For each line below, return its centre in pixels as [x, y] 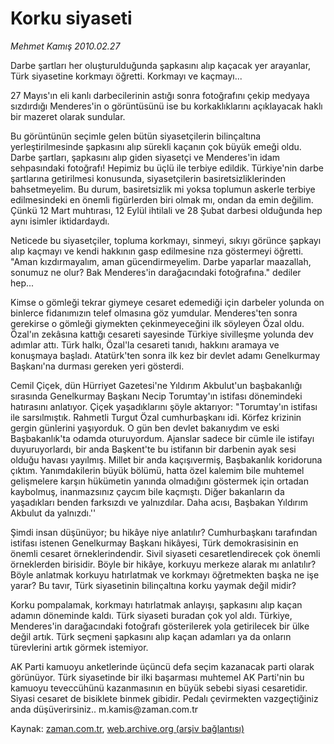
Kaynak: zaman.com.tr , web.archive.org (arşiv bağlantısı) [127, 728]
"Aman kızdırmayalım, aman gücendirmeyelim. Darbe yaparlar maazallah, [161, 261]
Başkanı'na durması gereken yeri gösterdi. [97, 366]
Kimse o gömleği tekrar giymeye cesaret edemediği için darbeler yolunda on [167, 302]
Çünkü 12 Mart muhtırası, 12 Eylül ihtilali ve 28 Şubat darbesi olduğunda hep [166, 210]
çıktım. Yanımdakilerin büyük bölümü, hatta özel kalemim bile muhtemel [157, 470]
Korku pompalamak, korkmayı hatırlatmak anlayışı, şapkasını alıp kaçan [156, 604]
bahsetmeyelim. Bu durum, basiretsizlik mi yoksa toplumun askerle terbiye [163, 189]
